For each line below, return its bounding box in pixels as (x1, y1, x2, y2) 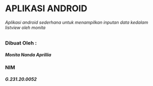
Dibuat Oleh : (5, 40, 37, 46)
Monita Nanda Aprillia (5, 52, 52, 58)
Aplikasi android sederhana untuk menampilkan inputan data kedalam (5, 19, 149, 25)
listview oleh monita (5, 24, 46, 30)
